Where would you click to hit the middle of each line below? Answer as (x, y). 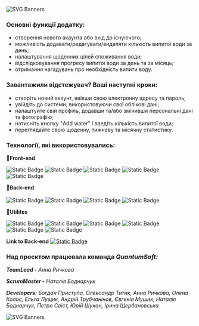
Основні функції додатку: (46, 24)
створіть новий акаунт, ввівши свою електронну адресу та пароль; (100, 98)
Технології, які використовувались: (61, 145)
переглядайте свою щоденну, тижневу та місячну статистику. (94, 130)
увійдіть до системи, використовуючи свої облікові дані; (87, 104)
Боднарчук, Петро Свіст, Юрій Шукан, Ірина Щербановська (83, 306)
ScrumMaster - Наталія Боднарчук (51, 281)
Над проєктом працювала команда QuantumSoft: (82, 257)
